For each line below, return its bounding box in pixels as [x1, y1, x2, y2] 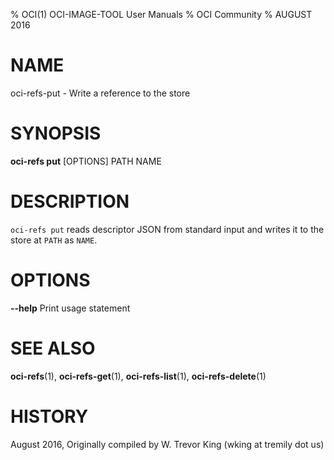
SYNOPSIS [10, 122, 102, 145]
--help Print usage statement [10, 302, 131, 314]
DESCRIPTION [10, 190, 130, 213]
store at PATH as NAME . [10, 234, 98, 246]
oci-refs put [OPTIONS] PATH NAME [10, 155, 162, 167]
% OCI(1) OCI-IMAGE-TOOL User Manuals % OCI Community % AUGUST [10, 9, 313, 20]
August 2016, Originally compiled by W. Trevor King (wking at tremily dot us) [10, 438, 325, 450]
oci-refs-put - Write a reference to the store [10, 87, 191, 99]
